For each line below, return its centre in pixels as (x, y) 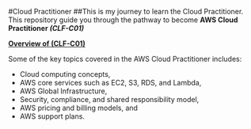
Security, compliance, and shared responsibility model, (109, 99)
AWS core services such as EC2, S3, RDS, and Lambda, (110, 83)
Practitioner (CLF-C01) (46, 28)
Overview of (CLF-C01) (47, 44)
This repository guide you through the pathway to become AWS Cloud (123, 20)
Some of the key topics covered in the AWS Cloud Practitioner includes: (125, 59)
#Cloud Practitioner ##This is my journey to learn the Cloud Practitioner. (126, 11)
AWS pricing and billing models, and (79, 108)
